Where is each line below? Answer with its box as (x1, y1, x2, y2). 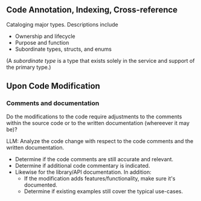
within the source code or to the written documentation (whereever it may (6, 119, 190, 126)
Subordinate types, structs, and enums (14, 45, 112, 53)
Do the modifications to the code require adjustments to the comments (6, 113, 182, 120)
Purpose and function (14, 39, 69, 46)
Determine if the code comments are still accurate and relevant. (14, 155, 174, 162)
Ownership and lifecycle (14, 33, 75, 40)
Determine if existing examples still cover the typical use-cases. (24, 187, 183, 195)
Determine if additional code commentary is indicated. (14, 162, 150, 169)
